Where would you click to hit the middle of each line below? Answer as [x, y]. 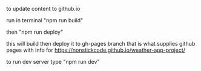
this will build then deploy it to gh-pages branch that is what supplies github [101, 44]
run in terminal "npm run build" [45, 20]
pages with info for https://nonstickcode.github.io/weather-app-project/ [96, 50]
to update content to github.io [43, 9]
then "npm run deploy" [35, 32]
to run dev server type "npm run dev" [53, 62]
